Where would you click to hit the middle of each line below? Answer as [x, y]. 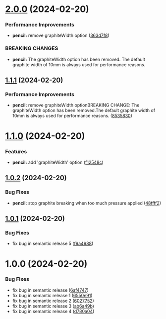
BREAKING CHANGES [32, 48]
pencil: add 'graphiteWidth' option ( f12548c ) [58, 162]
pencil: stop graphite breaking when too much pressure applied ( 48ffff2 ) [87, 203]
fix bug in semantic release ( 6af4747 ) [51, 290]
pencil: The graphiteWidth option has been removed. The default [79, 59]
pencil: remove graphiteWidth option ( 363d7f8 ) [61, 35]
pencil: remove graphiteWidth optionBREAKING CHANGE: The [76, 105]
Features [16, 151]
